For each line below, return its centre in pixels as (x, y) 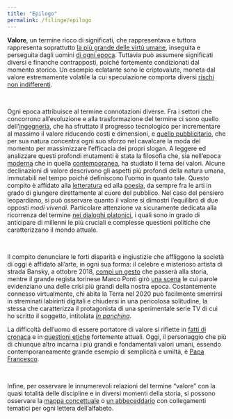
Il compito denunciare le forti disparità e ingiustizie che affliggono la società (116, 256)
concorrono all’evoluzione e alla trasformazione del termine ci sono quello (113, 118)
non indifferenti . (30, 84)
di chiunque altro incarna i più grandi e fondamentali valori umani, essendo (114, 344)
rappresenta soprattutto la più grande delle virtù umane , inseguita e (104, 47)
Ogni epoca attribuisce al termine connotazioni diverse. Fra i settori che (110, 111)
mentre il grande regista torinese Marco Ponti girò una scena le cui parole (112, 278)
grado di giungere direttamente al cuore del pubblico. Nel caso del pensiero (115, 193)
